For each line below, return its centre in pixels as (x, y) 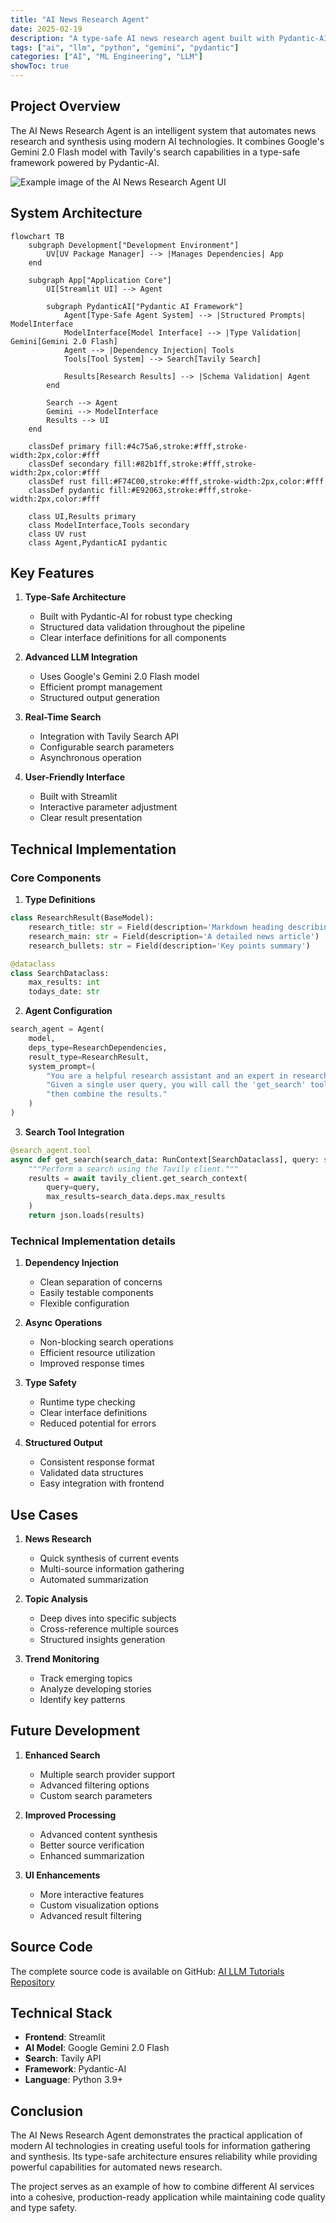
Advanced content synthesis (98, 1834)
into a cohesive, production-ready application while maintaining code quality (168, 2197)
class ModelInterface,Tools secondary (109, 525)
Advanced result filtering (90, 1915)
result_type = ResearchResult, (89, 1057)
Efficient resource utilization (97, 1353)
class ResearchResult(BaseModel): (82, 918)
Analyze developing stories (95, 1688)
